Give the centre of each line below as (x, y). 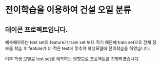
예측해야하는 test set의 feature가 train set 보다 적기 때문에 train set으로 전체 (78, 42)
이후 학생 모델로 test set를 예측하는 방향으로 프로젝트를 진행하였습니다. (72, 59)
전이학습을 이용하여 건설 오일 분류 (68, 10)
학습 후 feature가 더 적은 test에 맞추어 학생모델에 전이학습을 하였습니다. (82, 48)
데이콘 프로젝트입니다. (37, 30)
